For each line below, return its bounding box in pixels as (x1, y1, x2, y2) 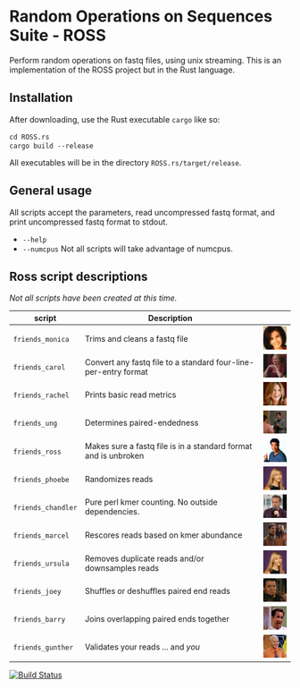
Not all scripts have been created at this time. (9, 293, 178, 303)
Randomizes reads (84, 473, 154, 484)
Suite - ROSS (9, 25, 107, 46)
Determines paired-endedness (84, 418, 199, 429)
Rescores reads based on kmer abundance (84, 530, 243, 540)
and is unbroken (84, 450, 145, 462)
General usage (9, 183, 92, 199)
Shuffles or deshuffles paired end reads (84, 586, 230, 597)
